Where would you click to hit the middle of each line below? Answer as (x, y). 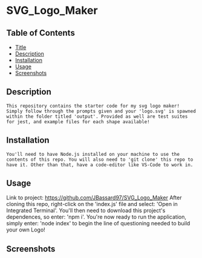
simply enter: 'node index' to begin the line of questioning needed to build (98, 224)
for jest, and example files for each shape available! (78, 121)
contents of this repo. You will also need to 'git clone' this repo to (100, 160)
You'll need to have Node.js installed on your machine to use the (93, 154)
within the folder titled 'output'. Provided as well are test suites (97, 116)
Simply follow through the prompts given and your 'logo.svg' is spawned (101, 111)
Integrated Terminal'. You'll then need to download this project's (86, 211)
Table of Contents (41, 33)
